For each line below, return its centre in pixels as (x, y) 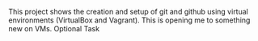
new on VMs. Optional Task (54, 29)
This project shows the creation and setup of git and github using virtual (128, 12)
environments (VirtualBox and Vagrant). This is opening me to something (129, 20)
